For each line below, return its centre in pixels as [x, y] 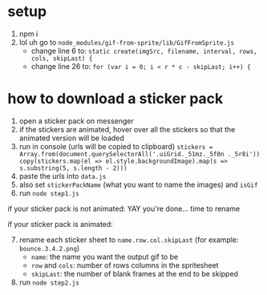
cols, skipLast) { [62, 59]
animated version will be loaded [72, 138]
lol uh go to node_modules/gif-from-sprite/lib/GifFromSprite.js [126, 42]
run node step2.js [49, 282]
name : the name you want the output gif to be [105, 257]
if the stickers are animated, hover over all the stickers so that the [127, 129]
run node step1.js [49, 193]
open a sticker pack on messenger [76, 121]
